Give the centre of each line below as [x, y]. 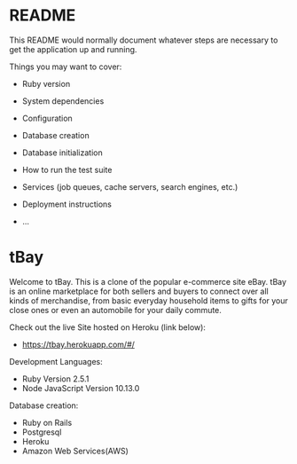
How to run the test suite [67, 169]
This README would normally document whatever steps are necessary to [144, 40]
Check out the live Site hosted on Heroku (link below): [108, 327]
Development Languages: [56, 361]
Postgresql [42, 432]
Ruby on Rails [47, 422]
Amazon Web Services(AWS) [75, 451]
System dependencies [63, 101]
